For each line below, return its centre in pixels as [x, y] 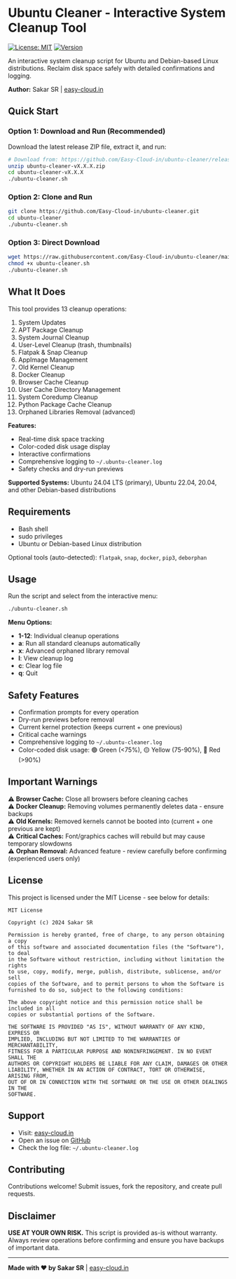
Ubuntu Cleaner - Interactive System [117, 13]
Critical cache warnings [52, 735]
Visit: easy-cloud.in [46, 1132]
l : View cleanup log [46, 658]
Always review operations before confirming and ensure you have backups [116, 1240]
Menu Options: [30, 623]
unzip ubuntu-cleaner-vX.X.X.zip [57, 166]
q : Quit [28, 673]
